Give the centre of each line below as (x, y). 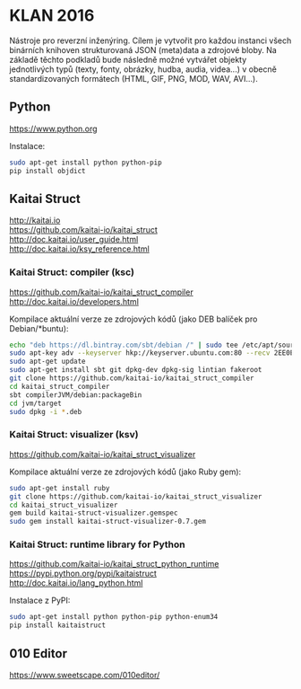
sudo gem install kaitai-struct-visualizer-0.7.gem (107, 522)
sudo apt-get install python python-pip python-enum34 (114, 617)
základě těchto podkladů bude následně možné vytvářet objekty (128, 59)
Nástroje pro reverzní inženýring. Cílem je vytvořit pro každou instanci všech (150, 40)
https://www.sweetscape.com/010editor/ (85, 676)
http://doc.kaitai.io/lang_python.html (76, 583)
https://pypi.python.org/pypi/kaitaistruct (83, 574)
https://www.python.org (53, 128)
